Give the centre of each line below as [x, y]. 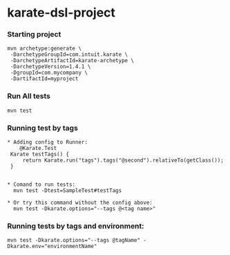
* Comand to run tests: [41, 185]
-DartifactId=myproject [44, 79]
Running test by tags [42, 128]
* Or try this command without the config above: [80, 203]
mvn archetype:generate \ [44, 49]
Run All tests [29, 96]
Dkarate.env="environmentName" [52, 247]
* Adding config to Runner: [48, 142]
